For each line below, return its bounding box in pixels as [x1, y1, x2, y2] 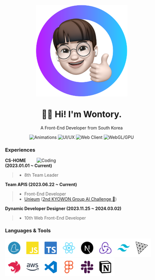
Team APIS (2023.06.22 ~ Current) [5, 182, 77, 187]
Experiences [5, 146, 35, 153]
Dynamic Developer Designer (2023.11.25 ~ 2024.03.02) [5, 205, 121, 211]
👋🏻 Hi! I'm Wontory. [41, 109, 122, 120]
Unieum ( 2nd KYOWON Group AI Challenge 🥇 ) [24, 196, 117, 202]
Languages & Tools [5, 227, 51, 234]
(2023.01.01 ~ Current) [5, 163, 52, 168]
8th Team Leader [24, 172, 59, 178]
